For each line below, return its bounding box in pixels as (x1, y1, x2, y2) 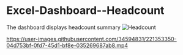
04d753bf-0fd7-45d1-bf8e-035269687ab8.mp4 (6, 42, 129, 49)
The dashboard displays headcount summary (6, 24, 121, 31)
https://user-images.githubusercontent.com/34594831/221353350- (6, 35, 177, 42)
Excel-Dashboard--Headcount (6, 4, 165, 18)
